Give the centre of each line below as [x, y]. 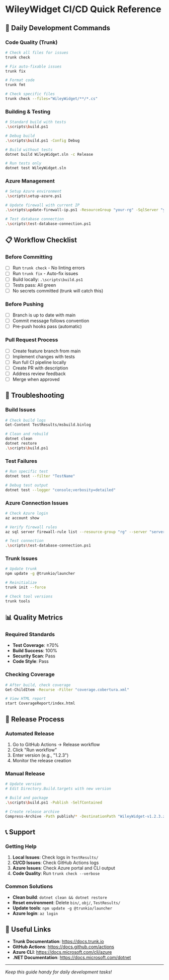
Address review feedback [39, 374]
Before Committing [29, 257]
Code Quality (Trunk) [31, 42]
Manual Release [25, 773]
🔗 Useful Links [28, 929]
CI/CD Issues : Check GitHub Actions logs [56, 863]
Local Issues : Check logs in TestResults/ [55, 857]
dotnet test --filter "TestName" [40, 476]
